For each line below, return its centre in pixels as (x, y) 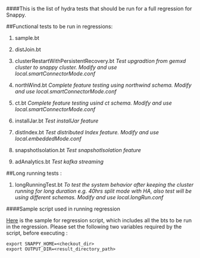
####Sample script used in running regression (63, 209)
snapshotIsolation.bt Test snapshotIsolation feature (78, 150)
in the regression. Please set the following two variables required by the (94, 226)
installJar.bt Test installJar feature (57, 121)
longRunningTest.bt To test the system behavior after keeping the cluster (104, 185)
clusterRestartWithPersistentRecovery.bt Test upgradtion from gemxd (100, 61)
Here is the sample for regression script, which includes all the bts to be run (99, 220)
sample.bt (27, 38)
